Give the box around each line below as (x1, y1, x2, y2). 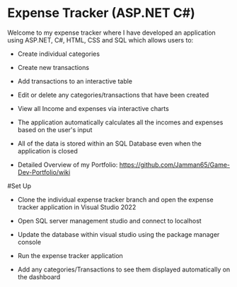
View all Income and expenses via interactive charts (17, 104, 170, 112)
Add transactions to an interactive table (17, 76, 133, 86)
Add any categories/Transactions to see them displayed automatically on (17, 265, 231, 274)
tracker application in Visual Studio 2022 (17, 203, 137, 211)
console (17, 238, 41, 246)
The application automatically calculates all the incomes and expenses (17, 118, 224, 127)
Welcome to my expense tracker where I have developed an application (7, 28, 216, 37)
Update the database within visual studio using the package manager (17, 230, 220, 238)
